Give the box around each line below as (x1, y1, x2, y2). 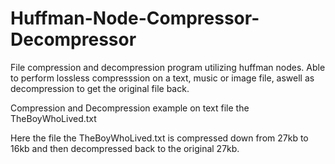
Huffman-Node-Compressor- (10, 7, 260, 30)
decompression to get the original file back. (10, 82, 190, 94)
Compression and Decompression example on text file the (10, 102, 250, 114)
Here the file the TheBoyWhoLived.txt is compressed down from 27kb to (10, 132, 309, 144)
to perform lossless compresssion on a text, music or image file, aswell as (10, 72, 315, 84)
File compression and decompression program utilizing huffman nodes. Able (10, 61, 326, 73)
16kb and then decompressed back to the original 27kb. (10, 142, 240, 154)
